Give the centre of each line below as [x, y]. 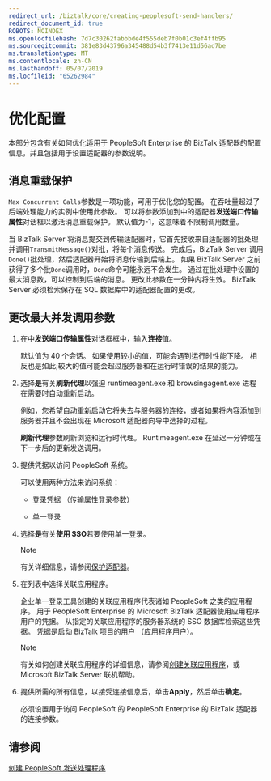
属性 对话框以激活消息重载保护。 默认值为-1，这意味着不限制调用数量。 [126, 222]
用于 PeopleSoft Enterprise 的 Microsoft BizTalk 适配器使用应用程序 [148, 611]
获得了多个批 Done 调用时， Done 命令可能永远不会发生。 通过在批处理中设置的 [134, 270]
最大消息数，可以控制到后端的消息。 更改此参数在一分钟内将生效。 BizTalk [132, 279]
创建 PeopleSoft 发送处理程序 [57, 768]
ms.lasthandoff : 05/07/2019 [56, 69]
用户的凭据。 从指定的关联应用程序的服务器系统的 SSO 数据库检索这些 [137, 622]
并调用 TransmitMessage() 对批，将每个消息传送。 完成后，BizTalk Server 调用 [136, 249]
